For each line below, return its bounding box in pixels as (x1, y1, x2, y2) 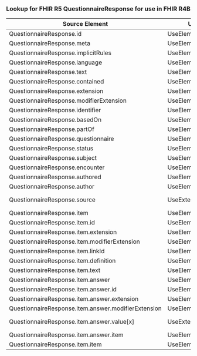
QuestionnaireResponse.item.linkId (9, 247, 105, 256)
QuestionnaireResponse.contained (9, 78, 104, 86)
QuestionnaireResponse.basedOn (9, 116, 101, 124)
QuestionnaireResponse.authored (9, 173, 101, 181)
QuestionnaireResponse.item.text (9, 266, 101, 274)
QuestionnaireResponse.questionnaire (9, 135, 114, 143)
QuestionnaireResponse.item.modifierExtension (9, 237, 140, 246)
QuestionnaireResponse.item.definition (9, 257, 116, 265)
